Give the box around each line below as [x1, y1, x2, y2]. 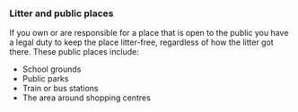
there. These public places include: [9, 47, 139, 57]
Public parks [22, 73, 69, 84]
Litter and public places [9, 7, 114, 20]
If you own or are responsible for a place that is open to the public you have [9, 28, 289, 39]
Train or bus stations [22, 83, 99, 94]
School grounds [22, 64, 82, 74]
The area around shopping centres [22, 92, 151, 103]
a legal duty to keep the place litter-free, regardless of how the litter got [9, 37, 274, 47]
